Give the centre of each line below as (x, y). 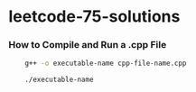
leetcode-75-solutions (94, 17)
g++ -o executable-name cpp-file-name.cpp (106, 64)
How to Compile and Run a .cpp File (88, 45)
